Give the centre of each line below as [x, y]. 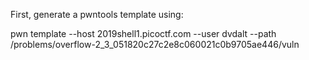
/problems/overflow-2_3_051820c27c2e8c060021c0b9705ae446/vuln [155, 44]
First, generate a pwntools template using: [97, 14]
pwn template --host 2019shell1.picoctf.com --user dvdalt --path [143, 33]
